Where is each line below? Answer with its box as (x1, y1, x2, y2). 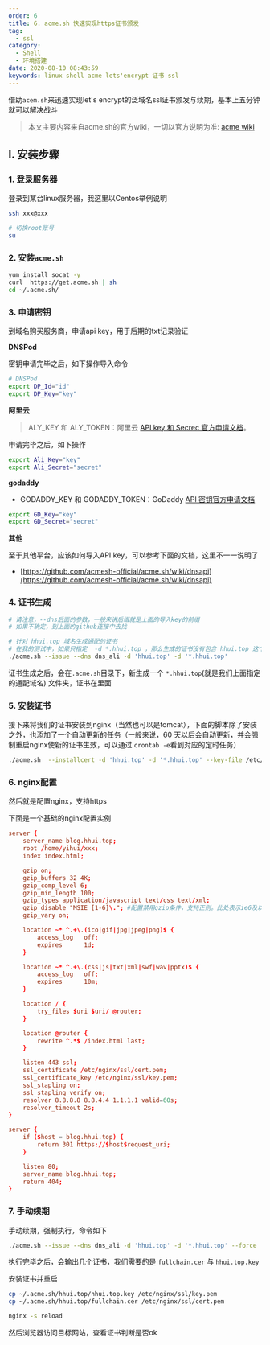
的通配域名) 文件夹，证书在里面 (8, 677, 112, 688)
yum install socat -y (8, 271, 81, 279)
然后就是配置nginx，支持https (8, 796, 107, 806)
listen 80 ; (22, 1162, 59, 1170)
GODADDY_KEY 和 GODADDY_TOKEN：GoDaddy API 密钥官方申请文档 (19, 494, 256, 504)
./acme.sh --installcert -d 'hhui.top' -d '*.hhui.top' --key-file (8, 756, 243, 764)
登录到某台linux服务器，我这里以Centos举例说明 (8, 194, 167, 204)
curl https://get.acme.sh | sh (8, 278, 117, 286)
